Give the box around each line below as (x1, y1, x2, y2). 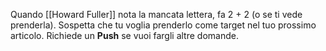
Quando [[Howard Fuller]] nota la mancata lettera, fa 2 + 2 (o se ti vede (10, 9, 303, 20)
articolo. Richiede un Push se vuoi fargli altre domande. (10, 30, 239, 41)
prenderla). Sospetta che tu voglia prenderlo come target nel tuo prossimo (10, 19, 317, 31)
